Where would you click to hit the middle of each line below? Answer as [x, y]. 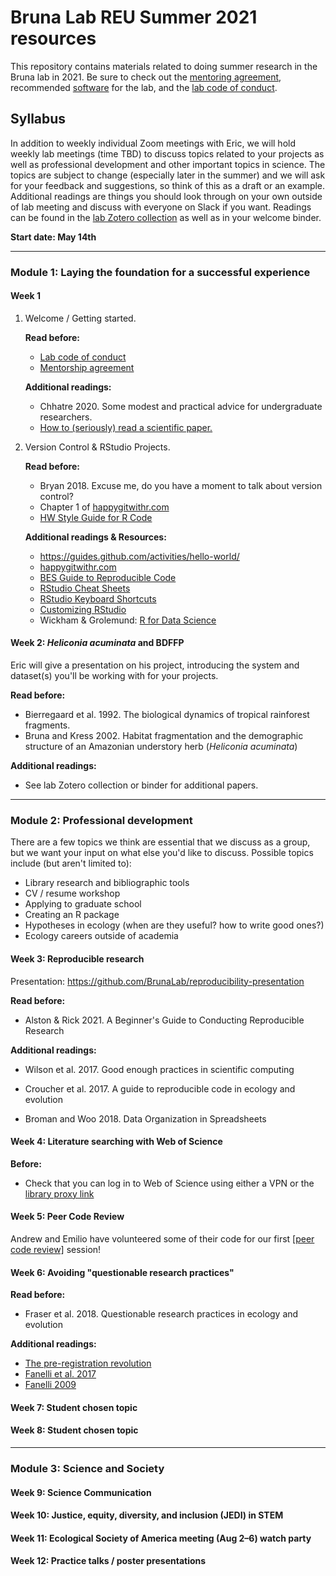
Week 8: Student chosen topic [74, 1430]
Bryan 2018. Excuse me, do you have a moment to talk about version [181, 485]
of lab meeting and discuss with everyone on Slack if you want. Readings [161, 207]
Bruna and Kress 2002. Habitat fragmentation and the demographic [164, 736]
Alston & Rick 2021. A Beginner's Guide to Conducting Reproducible [164, 1020]
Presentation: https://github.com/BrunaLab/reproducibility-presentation [157, 981]
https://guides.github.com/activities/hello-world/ [139, 556]
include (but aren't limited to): [71, 863]
